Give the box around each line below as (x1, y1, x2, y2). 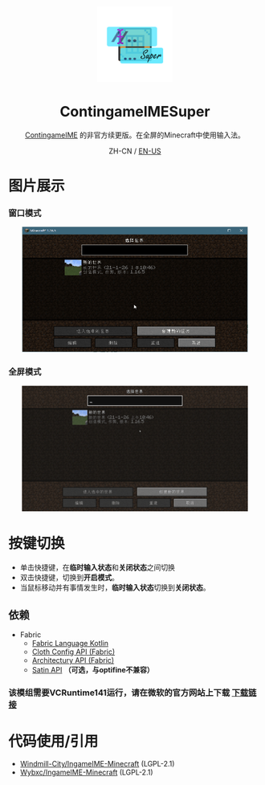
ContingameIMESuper (59, 103, 210, 121)
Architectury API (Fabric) (31, 656, 115, 665)
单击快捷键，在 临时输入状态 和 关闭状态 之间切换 (19, 562, 175, 572)
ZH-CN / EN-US (108, 146, 162, 156)
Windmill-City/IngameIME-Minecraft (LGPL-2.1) (19, 759, 175, 769)
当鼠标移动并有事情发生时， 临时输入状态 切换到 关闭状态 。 (19, 583, 210, 592)
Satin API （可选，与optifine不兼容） (31, 665, 154, 675)
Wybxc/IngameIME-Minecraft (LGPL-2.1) (19, 767, 154, 777)
